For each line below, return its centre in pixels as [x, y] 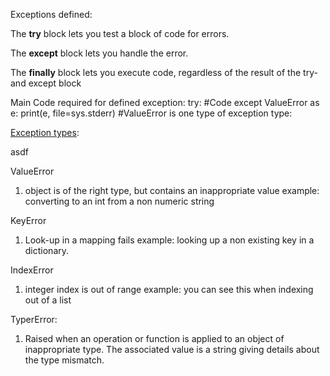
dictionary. [47, 250]
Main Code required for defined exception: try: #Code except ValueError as [165, 102]
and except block [46, 83]
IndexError [32, 270]
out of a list [48, 300]
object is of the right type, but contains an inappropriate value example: [172, 190]
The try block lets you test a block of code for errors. [120, 33]
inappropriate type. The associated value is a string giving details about [172, 349]
